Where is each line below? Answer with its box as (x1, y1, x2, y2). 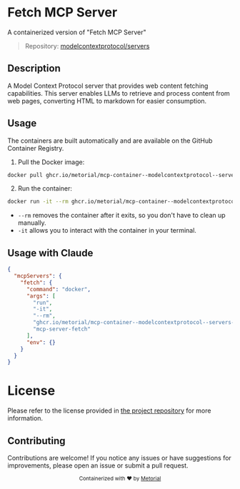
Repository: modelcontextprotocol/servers (24, 41, 150, 50)
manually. (17, 218, 46, 227)
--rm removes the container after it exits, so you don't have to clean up (17, 211, 226, 220)
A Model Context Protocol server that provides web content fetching (7, 81, 209, 90)
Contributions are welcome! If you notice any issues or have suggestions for (7, 454, 232, 462)
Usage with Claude (7, 247, 94, 259)
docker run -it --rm (7, 198, 69, 206)
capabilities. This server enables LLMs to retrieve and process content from (7, 89, 230, 97)
